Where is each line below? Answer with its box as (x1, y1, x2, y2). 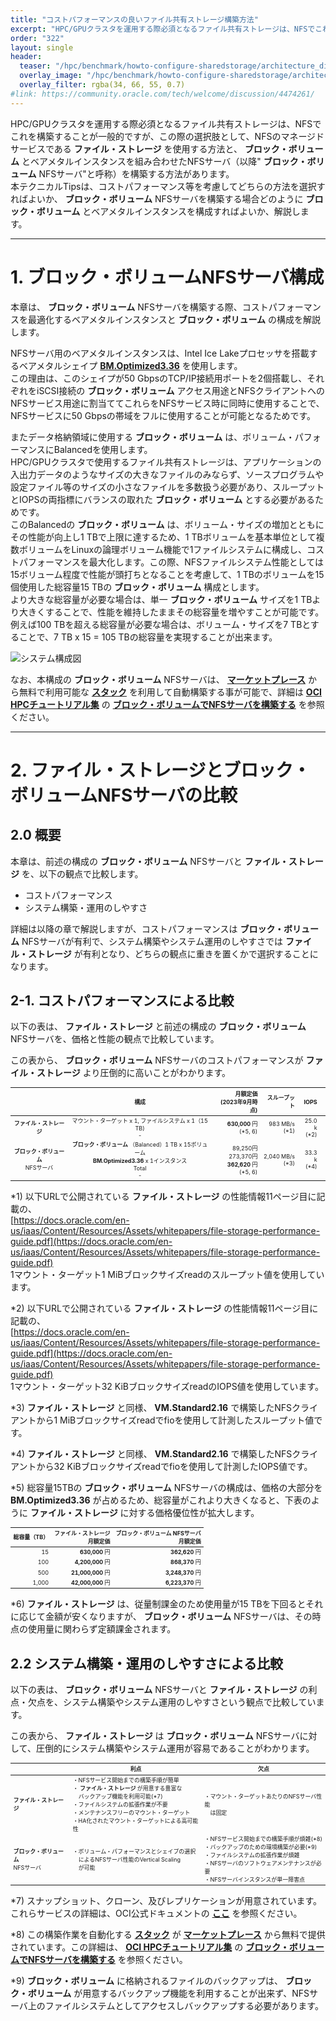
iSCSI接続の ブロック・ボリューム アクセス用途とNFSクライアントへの (36, 384, 326, 396)
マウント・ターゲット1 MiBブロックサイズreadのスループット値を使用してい (13, 1268, 325, 1280)
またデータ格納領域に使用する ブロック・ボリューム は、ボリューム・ (10, 431, 295, 443)
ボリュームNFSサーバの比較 (10, 784, 238, 806)
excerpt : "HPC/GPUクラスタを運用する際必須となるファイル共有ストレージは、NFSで (10, 24, 316, 34)
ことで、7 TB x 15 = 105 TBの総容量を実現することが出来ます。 (18, 631, 278, 643)
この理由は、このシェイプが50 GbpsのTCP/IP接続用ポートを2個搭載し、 (10, 372, 308, 384)
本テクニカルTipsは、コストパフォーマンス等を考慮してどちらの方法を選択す (10, 180, 326, 192)
